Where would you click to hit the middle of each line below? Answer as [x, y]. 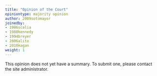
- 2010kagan [17, 46]
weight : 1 [15, 50]
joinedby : [15, 23]
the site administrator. [27, 69]
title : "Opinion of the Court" [37, 9]
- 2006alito [17, 41]
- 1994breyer [18, 37]
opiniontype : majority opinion [37, 14]
